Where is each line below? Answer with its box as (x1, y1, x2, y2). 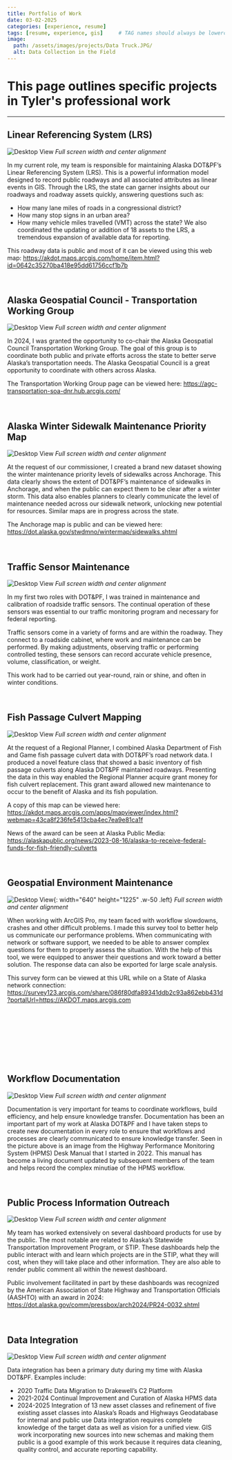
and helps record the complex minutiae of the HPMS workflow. (7, 1164, 185, 1172)
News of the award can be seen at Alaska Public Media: (7, 828, 166, 837)
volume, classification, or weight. (7, 658, 101, 666)
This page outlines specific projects (7, 79, 217, 94)
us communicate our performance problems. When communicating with (7, 931, 212, 939)
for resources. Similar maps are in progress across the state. (7, 507, 180, 515)
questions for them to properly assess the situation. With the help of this (7, 945, 213, 954)
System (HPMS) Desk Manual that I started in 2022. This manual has (7, 1148, 202, 1157)
